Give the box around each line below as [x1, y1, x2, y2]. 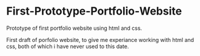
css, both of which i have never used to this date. [6, 43, 129, 50]
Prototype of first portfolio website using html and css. [6, 24, 142, 32]
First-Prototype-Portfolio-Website [6, 4, 182, 18]
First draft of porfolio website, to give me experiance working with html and [6, 36, 195, 43]
